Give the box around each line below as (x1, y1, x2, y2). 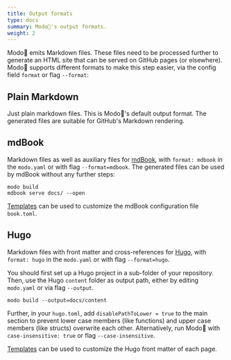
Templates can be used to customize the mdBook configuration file (7, 202, 199, 210)
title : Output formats (7, 10, 73, 17)
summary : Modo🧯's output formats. (7, 23, 108, 30)
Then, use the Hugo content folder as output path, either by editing (7, 276, 199, 284)
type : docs (7, 17, 39, 24)
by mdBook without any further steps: (7, 170, 116, 178)
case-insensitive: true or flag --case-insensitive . (7, 331, 155, 339)
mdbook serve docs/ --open (7, 189, 85, 197)
